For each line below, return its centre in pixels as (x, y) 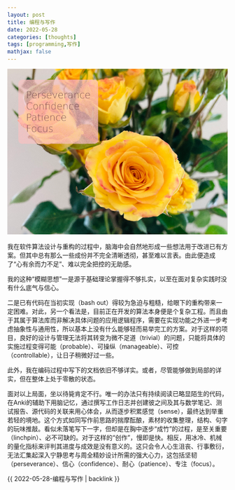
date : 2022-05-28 (33, 29)
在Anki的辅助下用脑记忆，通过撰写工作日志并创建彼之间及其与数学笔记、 (112, 402)
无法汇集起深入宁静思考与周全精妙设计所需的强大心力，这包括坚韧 (102, 455)
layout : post (26, 15)
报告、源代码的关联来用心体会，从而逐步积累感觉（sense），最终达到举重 (118, 411)
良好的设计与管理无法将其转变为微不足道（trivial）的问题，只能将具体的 (122, 338)
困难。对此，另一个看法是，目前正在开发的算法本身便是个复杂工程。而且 (117, 311)
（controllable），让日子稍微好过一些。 (63, 355)
